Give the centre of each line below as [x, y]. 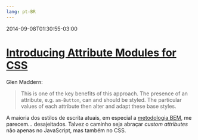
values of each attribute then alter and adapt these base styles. [98, 106]
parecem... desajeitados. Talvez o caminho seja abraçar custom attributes [97, 124]
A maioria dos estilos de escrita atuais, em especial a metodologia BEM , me [99, 117]
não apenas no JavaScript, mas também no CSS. [66, 130]
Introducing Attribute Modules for [92, 53]
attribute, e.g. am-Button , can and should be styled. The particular [101, 99]
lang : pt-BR [21, 12]
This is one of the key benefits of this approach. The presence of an [104, 94]
